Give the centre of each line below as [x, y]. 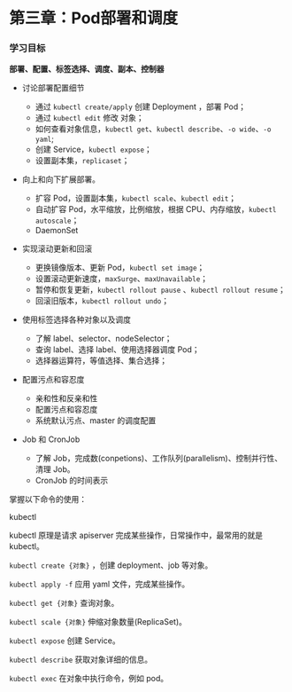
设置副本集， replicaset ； [82, 161]
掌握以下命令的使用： [48, 499]
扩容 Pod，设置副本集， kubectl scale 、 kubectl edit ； [136, 198]
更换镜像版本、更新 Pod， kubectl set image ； [120, 268]
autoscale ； [57, 220]
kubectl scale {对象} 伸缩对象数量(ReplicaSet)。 [98, 622]
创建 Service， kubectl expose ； [93, 149]
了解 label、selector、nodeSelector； [104, 339]
